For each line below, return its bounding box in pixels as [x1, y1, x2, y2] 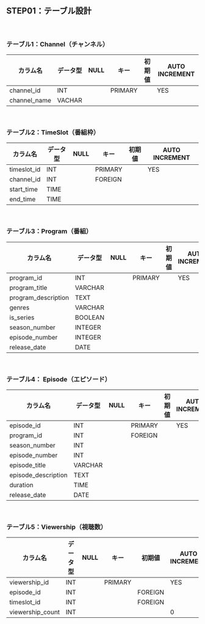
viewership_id [9, 578, 49, 587]
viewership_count [9, 608, 60, 617]
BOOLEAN [75, 313, 105, 322]
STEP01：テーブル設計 [6, 5, 92, 16]
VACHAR [57, 96, 82, 105]
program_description [9, 293, 69, 302]
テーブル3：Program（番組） [6, 227, 93, 236]
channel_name [9, 96, 52, 105]
